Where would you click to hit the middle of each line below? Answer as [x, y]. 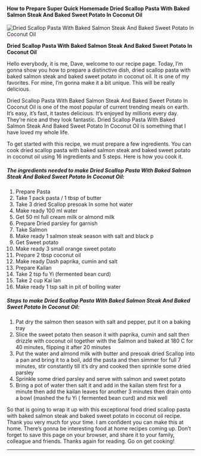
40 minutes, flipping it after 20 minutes [63, 347]
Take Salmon [31, 230]
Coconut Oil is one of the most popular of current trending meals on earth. [98, 107]
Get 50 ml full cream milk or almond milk [65, 217]
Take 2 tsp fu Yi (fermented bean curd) [63, 274]
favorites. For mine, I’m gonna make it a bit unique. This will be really [91, 83]
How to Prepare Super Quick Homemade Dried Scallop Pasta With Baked [98, 8]
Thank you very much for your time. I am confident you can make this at [95, 422]
